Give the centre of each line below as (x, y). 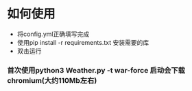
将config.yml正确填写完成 (53, 34)
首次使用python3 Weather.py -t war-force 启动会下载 (96, 70)
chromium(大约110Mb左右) (52, 80)
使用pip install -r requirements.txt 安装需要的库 (83, 42)
